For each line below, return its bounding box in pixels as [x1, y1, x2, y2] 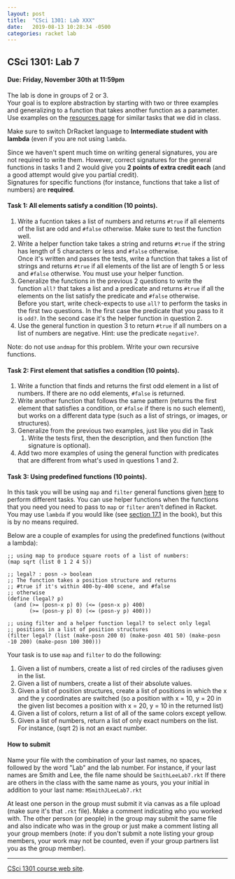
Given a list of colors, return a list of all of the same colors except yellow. [17, 709, 227, 718]
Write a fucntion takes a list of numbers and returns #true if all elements [17, 217, 225, 225]
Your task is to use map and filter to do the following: [7, 651, 162, 659]
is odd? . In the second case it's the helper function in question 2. [17, 314, 203, 323]
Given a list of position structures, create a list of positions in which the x [17, 687, 227, 695]
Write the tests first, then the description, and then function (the [27, 434, 212, 442]
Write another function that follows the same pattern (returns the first [17, 397, 217, 405]
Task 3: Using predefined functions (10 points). [7, 472, 148, 481]
